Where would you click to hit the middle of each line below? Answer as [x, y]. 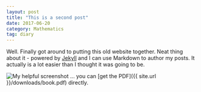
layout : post [23, 12]
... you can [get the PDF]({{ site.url [113, 76]
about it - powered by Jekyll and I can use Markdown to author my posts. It [100, 58]
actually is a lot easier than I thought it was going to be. [76, 65]
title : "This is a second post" [47, 18]
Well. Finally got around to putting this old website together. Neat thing [95, 51]
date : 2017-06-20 [28, 23]
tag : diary [20, 34]
